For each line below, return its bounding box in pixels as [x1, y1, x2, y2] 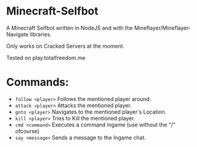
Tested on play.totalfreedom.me [6, 54, 86, 61]
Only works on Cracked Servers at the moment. [6, 42, 125, 50]
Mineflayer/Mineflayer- [134, 24, 192, 31]
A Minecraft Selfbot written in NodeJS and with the [6, 24, 133, 31]
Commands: [6, 76, 69, 89]
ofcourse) [15, 127, 40, 134]
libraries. [30, 30, 52, 38]
